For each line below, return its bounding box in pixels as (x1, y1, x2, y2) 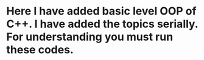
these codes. (6, 43, 74, 57)
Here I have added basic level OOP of (6, 4, 197, 18)
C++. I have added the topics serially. (6, 17, 199, 31)
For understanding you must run (6, 30, 174, 44)
